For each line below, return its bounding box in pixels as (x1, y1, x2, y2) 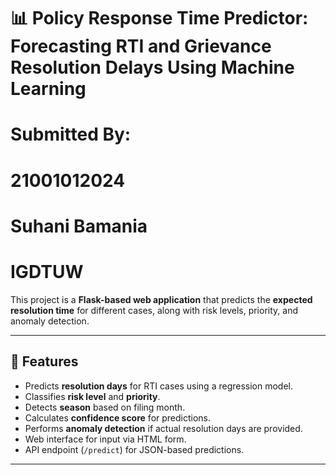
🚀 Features (10, 353, 79, 370)
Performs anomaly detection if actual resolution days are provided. (24, 422, 303, 434)
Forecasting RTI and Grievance (10, 35, 272, 58)
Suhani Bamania (10, 215, 148, 237)
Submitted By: (10, 123, 132, 146)
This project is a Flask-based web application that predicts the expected (10, 293, 313, 305)
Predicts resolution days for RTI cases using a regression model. (24, 380, 294, 392)
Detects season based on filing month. (24, 401, 186, 413)
